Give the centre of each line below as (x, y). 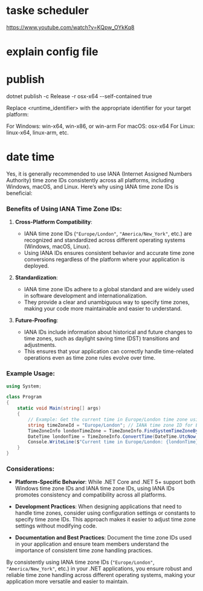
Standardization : (37, 278)
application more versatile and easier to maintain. (67, 581)
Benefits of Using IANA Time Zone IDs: (64, 208)
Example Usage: (31, 374)
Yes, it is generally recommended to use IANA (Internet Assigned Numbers (99, 174)
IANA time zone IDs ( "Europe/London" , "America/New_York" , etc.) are (108, 234)
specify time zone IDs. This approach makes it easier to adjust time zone (105, 520)
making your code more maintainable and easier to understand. (103, 309)
